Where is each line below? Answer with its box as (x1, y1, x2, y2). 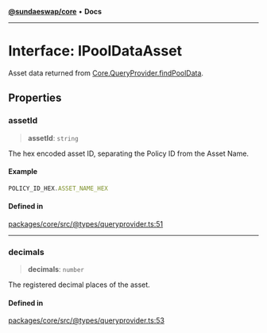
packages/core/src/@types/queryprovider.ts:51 (8, 219, 164, 229)
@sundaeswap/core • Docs (8, 7, 102, 16)
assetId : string (27, 133, 79, 142)
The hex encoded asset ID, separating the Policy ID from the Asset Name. (8, 149, 249, 158)
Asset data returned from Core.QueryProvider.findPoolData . (8, 68, 204, 78)
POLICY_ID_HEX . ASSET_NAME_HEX (8, 184, 109, 192)
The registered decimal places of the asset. (8, 280, 151, 289)
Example (8, 167, 38, 176)
